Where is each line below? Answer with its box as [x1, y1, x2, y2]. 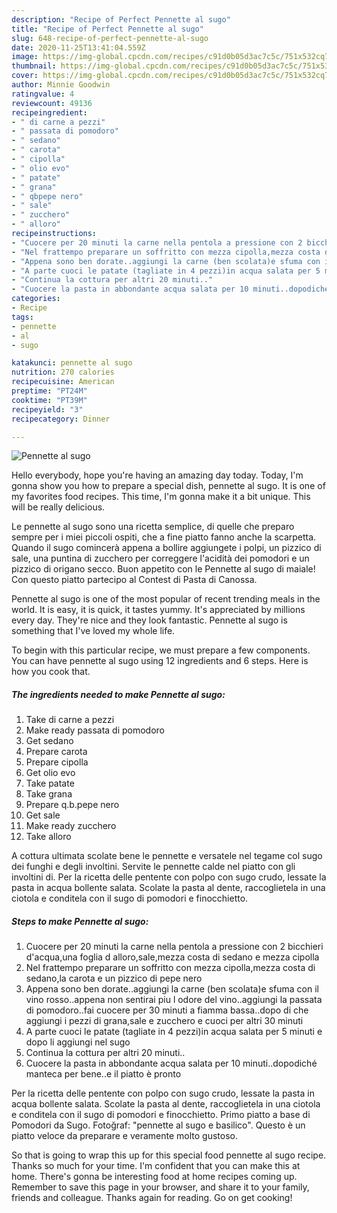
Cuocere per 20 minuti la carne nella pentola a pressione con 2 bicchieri [25, 941, 324, 953]
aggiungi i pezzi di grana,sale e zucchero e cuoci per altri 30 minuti [25, 1015, 304, 1027]
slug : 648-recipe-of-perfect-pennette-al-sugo [11, 33, 209, 43]
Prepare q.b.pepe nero [25, 799, 120, 811]
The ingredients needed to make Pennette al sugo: [11, 688, 226, 700]
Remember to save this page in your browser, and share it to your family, [11, 1181, 310, 1193]
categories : [11, 294, 61, 304]
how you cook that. [11, 666, 91, 678]
